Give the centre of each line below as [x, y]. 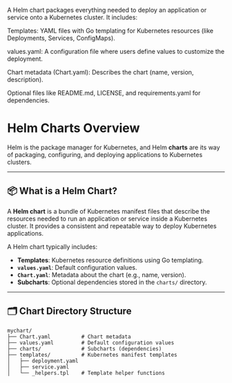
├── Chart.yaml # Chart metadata [69, 337]
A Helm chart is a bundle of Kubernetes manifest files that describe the [109, 211]
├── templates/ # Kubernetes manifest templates [92, 355]
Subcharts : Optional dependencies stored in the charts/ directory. [112, 282]
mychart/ [20, 330]
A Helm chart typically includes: [52, 246]
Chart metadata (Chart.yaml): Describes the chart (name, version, [100, 72]
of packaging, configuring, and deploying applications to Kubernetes [105, 154]
